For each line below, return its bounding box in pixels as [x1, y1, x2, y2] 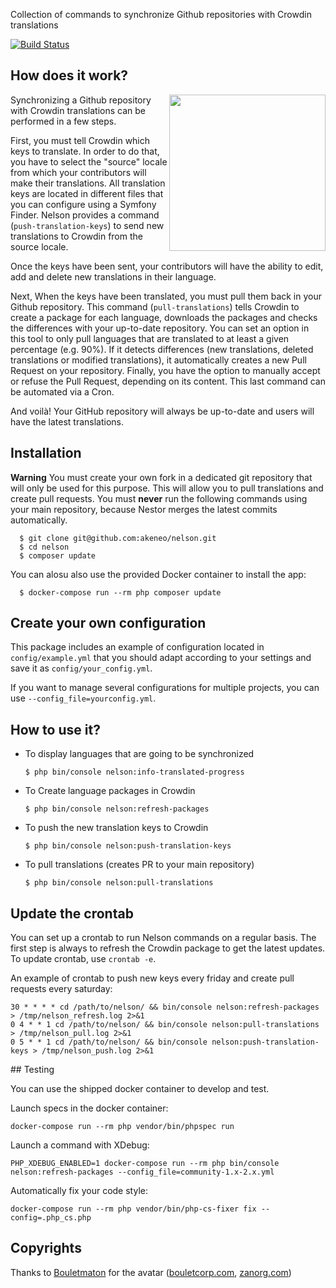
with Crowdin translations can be [10, 104, 146, 116]
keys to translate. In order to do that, [10, 145, 160, 157]
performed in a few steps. [10, 115, 117, 127]
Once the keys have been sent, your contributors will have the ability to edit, [10, 260, 324, 272]
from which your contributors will [10, 166, 147, 178]
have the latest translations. [10, 415, 125, 428]
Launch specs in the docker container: [10, 1102, 169, 1114]
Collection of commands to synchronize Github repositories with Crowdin [10, 9, 312, 20]
